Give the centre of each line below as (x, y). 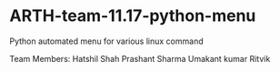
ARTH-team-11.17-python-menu (133, 16)
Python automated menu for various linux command (106, 41)
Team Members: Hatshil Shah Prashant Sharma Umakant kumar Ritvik (140, 58)
